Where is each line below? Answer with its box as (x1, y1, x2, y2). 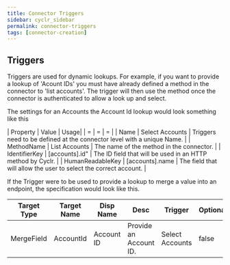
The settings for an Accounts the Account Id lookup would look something (7, 107, 217, 116)
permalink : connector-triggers (7, 23, 97, 29)
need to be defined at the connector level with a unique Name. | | (7, 135, 191, 143)
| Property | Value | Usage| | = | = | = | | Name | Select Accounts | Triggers (7, 128, 216, 137)
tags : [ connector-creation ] (7, 29, 88, 36)
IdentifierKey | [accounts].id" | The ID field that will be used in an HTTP (7, 150, 207, 158)
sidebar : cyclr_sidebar (7, 16, 75, 23)
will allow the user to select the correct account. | (7, 165, 146, 173)
